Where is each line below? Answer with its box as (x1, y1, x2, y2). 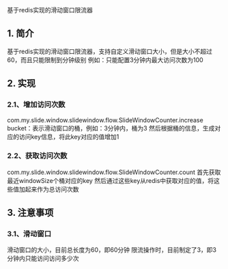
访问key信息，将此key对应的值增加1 (18, 132, 119, 141)
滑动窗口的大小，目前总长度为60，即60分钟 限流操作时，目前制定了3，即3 (7, 246, 217, 254)
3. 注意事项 (7, 207, 54, 218)
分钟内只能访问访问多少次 (7, 255, 79, 263)
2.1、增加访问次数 (7, 100, 66, 109)
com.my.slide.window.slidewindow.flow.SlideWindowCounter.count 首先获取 (7, 168, 221, 176)
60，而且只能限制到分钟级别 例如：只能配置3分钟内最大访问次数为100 (7, 55, 203, 63)
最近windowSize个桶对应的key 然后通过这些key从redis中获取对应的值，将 (7, 176, 214, 184)
